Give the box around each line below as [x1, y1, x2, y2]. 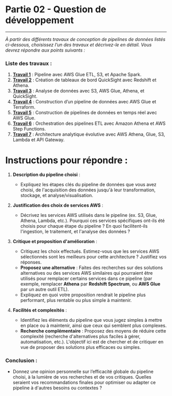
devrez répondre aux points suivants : [5, 47, 85, 53]
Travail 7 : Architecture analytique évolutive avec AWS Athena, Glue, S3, [12, 131, 165, 138]
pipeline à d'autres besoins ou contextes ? [12, 385, 102, 391]
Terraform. [12, 104, 36, 111]
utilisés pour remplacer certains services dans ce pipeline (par [20, 275, 153, 282]
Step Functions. [12, 126, 46, 132]
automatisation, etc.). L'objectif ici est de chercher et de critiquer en [20, 339, 164, 345]
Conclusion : [5, 357, 37, 364]
